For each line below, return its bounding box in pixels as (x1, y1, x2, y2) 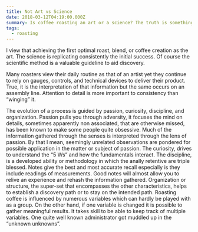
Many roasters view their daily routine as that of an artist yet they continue (6, 71, 187, 78)
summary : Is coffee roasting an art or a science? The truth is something (6, 19, 194, 25)
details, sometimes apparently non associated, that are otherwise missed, (6, 120, 185, 127)
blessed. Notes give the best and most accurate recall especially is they (6, 164, 181, 171)
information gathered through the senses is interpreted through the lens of (6, 132, 187, 139)
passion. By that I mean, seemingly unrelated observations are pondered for (6, 139, 191, 146)
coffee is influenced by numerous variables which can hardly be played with (6, 195, 192, 202)
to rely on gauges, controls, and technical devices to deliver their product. (6, 77, 186, 84)
